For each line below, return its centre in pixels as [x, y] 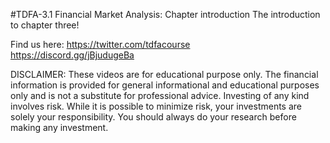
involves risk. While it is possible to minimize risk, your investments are [156, 106]
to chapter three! [45, 25]
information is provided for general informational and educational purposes [165, 85]
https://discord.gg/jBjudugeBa [72, 55]
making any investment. [59, 127]
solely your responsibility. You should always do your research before [153, 117]
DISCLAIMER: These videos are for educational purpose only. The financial [164, 74]
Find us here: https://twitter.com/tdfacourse [100, 44]
